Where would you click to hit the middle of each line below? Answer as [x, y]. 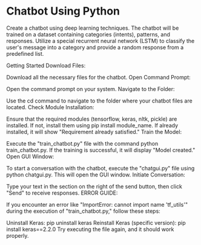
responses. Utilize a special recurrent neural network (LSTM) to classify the [100, 41]
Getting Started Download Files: [46, 65]
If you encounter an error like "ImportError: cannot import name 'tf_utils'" [97, 204]
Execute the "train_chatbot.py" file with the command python [82, 143]
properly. [18, 235]
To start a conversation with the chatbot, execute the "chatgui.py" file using [100, 168]
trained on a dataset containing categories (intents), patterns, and [88, 34]
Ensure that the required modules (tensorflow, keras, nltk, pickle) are [92, 119]
